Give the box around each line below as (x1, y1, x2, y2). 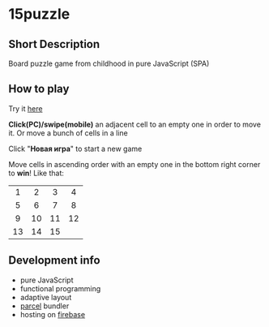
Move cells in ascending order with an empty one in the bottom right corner (8, 159, 261, 169)
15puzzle (8, 5, 70, 24)
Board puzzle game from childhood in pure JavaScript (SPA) (8, 58, 210, 68)
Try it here (8, 103, 43, 114)
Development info (8, 253, 100, 268)
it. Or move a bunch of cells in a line (8, 127, 128, 138)
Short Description (8, 37, 100, 51)
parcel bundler (19, 301, 70, 311)
